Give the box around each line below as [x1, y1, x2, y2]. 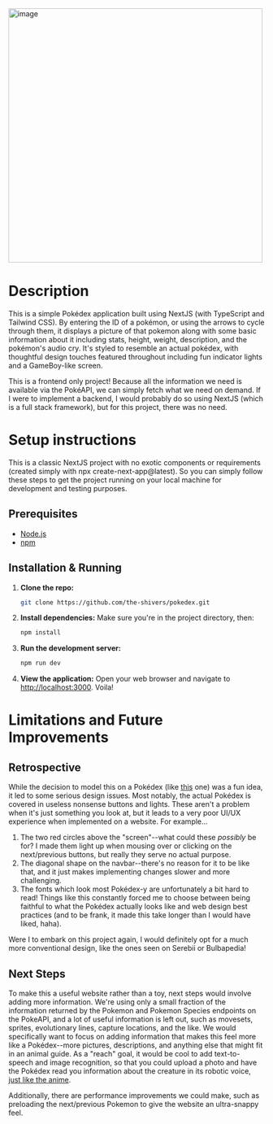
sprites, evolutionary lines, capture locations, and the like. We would [8, 1022, 236, 1032]
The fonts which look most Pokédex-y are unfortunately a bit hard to [19, 884, 249, 894]
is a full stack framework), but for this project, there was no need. [8, 402, 227, 412]
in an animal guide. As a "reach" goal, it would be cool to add [8, 1048, 213, 1058]
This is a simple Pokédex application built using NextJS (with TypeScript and [8, 308, 265, 318]
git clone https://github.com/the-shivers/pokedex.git [19, 598, 210, 607]
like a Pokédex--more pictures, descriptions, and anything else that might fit [8, 1040, 263, 1050]
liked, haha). [19, 919, 63, 929]
